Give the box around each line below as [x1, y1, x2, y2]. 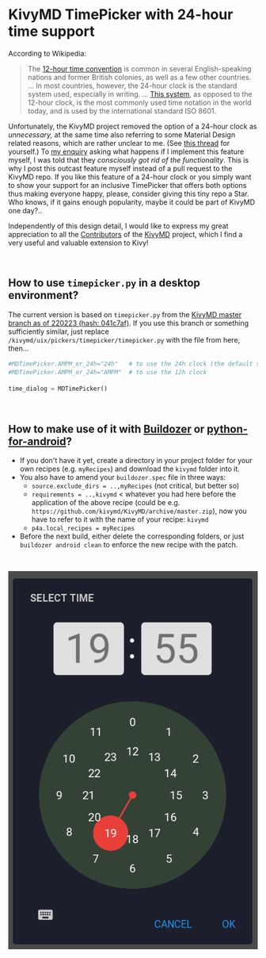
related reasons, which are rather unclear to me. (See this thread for [8, 138, 230, 148]
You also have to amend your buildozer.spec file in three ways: [19, 473, 226, 482]
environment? [8, 289, 79, 302]
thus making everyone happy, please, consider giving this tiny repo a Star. [8, 189, 249, 198]
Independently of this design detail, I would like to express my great [8, 220, 229, 231]
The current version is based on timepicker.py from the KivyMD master [8, 309, 242, 319]
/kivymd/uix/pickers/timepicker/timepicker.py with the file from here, [8, 335, 241, 344]
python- [207, 422, 248, 435]
